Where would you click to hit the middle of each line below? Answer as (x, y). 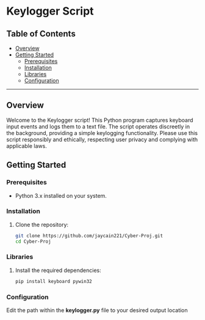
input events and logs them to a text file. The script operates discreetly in (98, 127)
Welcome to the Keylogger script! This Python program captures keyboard (100, 120)
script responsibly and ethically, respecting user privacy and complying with (102, 139)
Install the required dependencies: (58, 270)
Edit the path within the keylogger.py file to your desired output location (97, 310)
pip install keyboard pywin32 (54, 281)
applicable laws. (27, 146)
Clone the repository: (42, 224)
